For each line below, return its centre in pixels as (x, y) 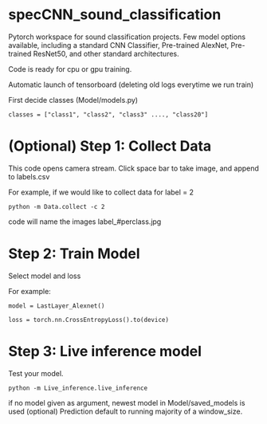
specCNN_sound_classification (115, 15)
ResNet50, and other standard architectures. (106, 53)
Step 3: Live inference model (105, 351)
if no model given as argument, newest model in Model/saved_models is (127, 402)
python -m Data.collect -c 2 (57, 206)
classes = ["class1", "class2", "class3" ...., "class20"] (108, 114)
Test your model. (36, 373)
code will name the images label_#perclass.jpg (85, 222)
